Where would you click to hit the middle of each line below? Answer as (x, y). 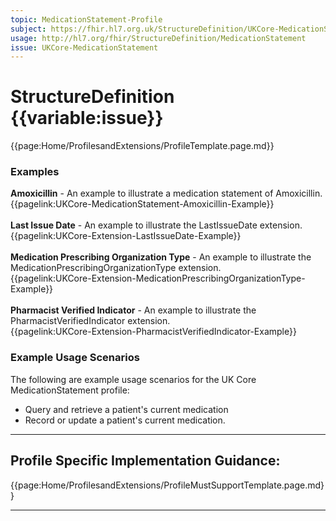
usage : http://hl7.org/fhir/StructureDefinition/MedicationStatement (158, 38)
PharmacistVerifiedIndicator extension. (90, 321)
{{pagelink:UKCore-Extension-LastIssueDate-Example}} (126, 236)
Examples (35, 172)
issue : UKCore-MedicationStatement (84, 47)
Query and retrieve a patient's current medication (126, 409)
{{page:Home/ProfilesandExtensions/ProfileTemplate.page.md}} (142, 146)
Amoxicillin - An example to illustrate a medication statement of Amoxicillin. (166, 193)
